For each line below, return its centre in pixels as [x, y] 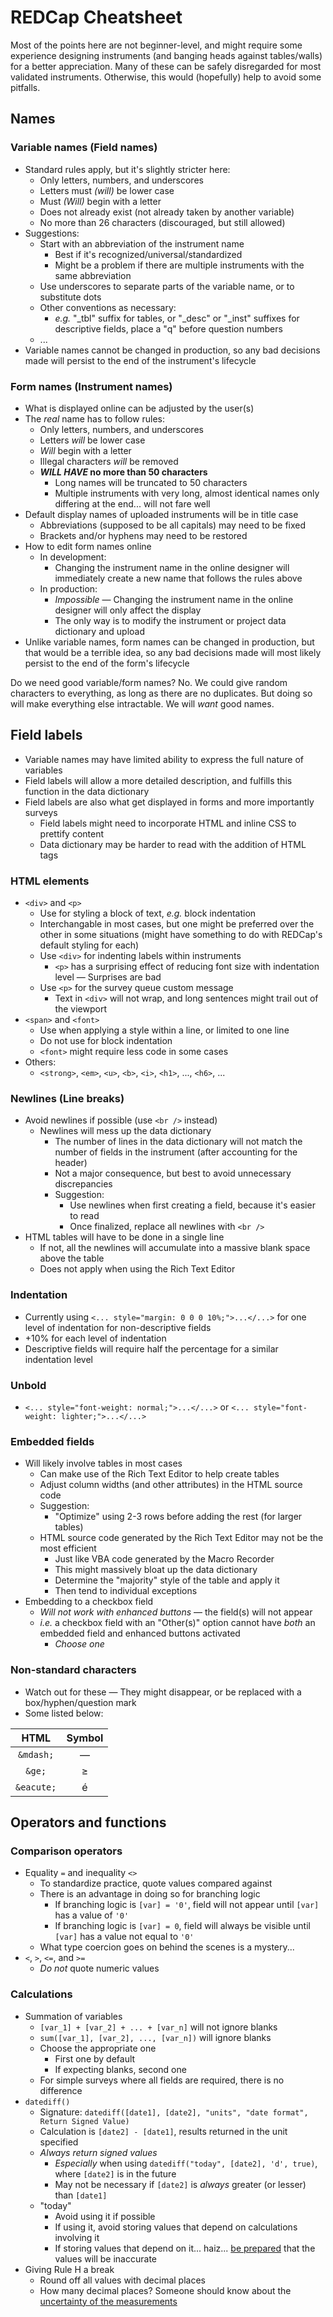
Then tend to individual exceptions [126, 1591]
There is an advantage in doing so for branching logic [150, 1894]
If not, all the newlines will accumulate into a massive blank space [175, 1248]
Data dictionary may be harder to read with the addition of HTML [173, 844]
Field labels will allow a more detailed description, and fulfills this [158, 780]
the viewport [81, 1009]
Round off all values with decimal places [122, 2280]
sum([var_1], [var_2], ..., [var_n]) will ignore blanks [155, 2037]
